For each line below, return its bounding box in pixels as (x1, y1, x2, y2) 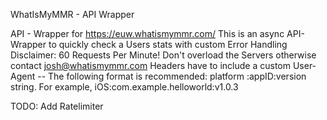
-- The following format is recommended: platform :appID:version (37, 70, 307, 82)
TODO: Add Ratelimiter (10, 100, 104, 112)
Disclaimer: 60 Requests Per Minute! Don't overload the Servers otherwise (10, 49, 317, 61)
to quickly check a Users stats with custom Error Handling (48, 39, 288, 50)
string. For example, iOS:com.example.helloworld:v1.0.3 (10, 81, 239, 93)
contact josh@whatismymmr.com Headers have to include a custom (10, 60, 291, 71)
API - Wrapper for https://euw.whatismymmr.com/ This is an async (10, 28, 285, 39)
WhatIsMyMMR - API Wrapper (10, 9, 135, 20)
